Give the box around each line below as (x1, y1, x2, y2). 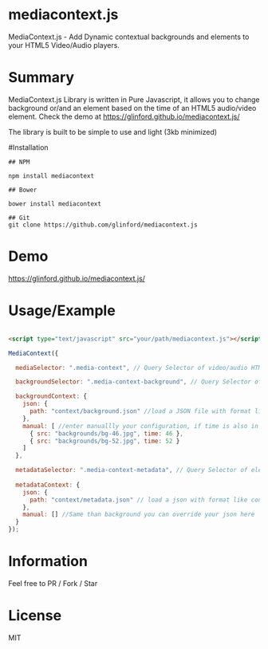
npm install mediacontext (8, 171, 94, 180)
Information (8, 553, 88, 571)
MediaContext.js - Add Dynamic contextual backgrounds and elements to (8, 32, 250, 41)
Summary (8, 69, 74, 87)
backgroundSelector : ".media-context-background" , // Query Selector (15, 378, 251, 386)
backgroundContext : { (15, 392, 88, 400)
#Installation (8, 142, 49, 152)
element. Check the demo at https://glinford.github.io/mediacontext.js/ (8, 112, 241, 121)
